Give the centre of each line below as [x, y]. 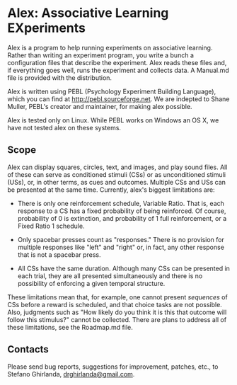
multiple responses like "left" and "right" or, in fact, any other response [121, 247]
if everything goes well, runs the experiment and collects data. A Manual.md [118, 70]
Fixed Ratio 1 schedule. [51, 226]
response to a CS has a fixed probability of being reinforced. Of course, [122, 211]
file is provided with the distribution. [59, 77]
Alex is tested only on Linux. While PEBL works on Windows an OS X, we [113, 120]
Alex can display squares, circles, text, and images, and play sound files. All [117, 167]
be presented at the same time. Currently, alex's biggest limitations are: [111, 190]
